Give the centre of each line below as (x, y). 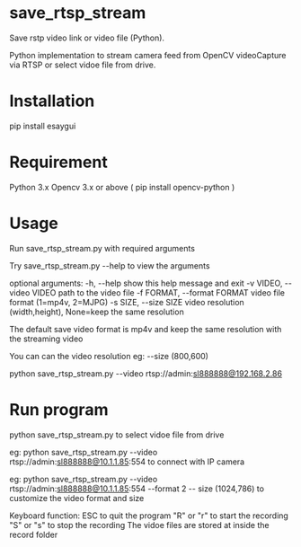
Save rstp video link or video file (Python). (87, 38)
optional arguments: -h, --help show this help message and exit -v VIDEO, (146, 283)
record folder (34, 534)
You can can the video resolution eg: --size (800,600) (109, 356)
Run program (59, 409)
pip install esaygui (43, 126)
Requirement (58, 162)
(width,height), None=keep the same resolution (97, 312)
